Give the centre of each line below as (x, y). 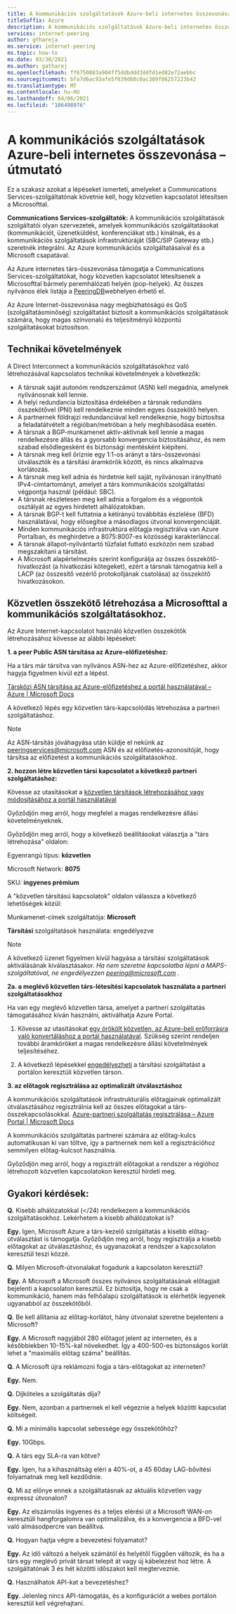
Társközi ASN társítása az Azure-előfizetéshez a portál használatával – (110, 687)
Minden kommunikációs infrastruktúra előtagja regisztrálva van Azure (118, 529)
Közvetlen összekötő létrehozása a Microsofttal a (118, 604)
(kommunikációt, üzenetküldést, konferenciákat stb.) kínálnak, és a (104, 232)
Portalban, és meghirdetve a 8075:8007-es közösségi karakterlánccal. (119, 536)
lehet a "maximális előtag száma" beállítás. (69, 1353)
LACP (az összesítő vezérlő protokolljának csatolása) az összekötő (114, 574)
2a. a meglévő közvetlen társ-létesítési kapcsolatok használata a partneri (117, 987)
